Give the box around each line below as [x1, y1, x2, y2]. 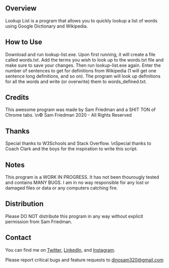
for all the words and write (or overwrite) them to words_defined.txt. [5, 78, 147, 85]
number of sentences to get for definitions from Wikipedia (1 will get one [5, 67, 156, 73]
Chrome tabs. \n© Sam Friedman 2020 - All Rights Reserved [5, 112, 132, 118]
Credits [5, 93, 29, 102]
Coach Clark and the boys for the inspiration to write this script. [5, 146, 138, 152]
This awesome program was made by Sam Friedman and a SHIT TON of [5, 106, 156, 113]
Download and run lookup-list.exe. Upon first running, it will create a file [5, 51, 156, 58]
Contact [5, 233, 31, 242]
